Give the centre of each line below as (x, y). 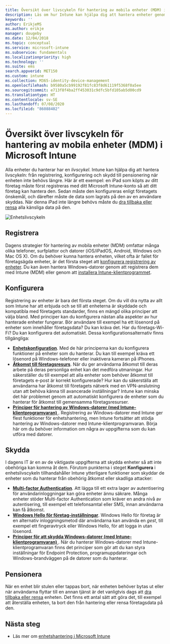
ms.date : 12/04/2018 (27, 39)
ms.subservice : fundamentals (36, 52)
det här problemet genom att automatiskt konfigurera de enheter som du (88, 397)
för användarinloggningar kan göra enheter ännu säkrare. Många (80, 494)
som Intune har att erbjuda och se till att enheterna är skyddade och (76, 306)
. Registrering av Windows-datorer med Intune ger (110, 413)
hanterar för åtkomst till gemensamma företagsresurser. (71, 402)
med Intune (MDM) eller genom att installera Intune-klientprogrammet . (78, 272)
